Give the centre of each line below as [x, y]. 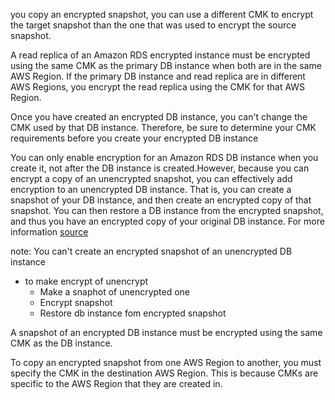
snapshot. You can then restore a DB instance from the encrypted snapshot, [167, 210]
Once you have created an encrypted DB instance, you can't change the [159, 117]
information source [49, 232]
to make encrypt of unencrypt [86, 281]
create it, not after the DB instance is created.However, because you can [160, 168]
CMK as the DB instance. [61, 343]
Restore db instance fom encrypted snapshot [133, 313]
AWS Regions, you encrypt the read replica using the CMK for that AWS [158, 87]
